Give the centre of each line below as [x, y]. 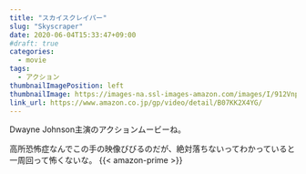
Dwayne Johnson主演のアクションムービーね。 [98, 129]
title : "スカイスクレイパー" [58, 18]
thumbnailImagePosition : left [67, 86]
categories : [32, 52]
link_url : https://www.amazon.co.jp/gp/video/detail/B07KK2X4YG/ [136, 102]
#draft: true [34, 43]
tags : [20, 69]
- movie [32, 60]
